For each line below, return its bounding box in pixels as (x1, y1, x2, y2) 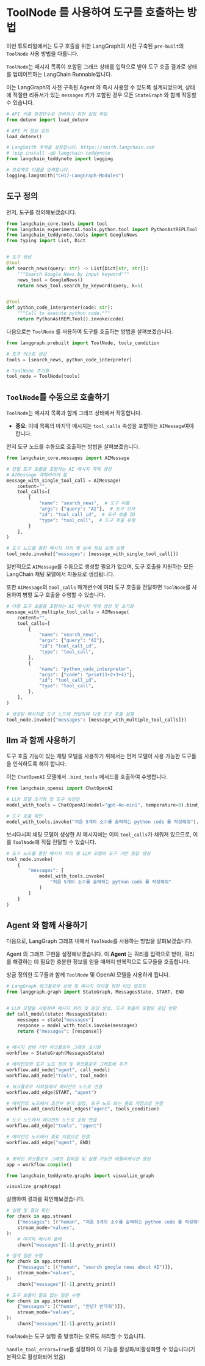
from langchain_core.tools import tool (6, 221, 108, 227)
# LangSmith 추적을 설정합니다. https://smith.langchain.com (6, 144, 155, 150)
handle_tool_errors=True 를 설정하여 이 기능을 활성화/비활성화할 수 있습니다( (6, 1345, 190, 1353)
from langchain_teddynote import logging (6, 156, 113, 162)
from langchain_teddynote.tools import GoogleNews (6, 232, 138, 238)
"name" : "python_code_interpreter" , (38, 666, 132, 672)
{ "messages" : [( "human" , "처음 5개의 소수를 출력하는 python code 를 (17, 1219, 182, 1225)
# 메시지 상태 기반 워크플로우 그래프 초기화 (6, 1044, 101, 1050)
